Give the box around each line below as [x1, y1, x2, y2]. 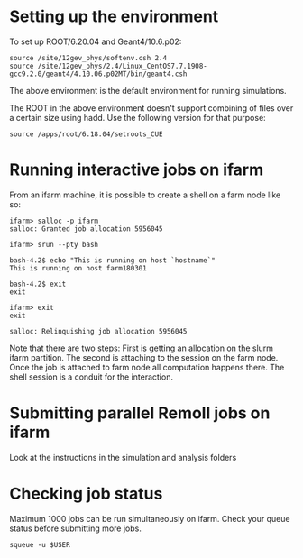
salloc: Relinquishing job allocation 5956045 [9, 326, 188, 335]
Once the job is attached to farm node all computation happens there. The [9, 361, 285, 372]
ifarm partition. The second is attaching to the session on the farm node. [9, 352, 279, 362]
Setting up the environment [9, 6, 219, 27]
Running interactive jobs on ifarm [9, 160, 264, 180]
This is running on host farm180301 [9, 263, 147, 272]
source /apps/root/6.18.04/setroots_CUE [9, 129, 164, 139]
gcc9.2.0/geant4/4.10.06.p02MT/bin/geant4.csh [9, 69, 188, 78]
